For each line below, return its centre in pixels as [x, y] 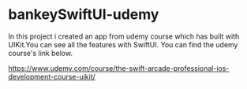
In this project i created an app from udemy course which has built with [124, 36]
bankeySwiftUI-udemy [84, 15]
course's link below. [41, 53]
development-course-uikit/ [52, 76]
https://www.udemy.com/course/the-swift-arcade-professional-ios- [119, 68]
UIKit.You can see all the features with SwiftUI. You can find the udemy [123, 44]
